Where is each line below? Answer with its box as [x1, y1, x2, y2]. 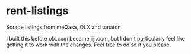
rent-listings [6, 4, 69, 18]
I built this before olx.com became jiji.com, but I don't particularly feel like [6, 35, 186, 42]
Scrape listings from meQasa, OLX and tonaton [6, 23, 121, 31]
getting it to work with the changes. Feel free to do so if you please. [6, 41, 171, 48]
